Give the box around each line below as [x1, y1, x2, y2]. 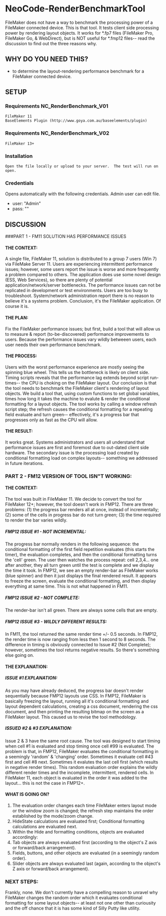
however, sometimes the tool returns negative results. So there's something [5, 647, 160, 653]
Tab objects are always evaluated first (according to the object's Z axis [12, 839, 157, 845]
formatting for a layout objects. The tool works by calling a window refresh [5, 401, 157, 407]
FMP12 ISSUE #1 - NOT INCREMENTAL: [5, 529, 87, 534]
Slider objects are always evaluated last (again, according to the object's [12, 860, 161, 866]
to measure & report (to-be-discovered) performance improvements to [5, 331, 150, 337]
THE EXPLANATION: [5, 664, 48, 670]
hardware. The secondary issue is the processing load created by [5, 450, 139, 456]
